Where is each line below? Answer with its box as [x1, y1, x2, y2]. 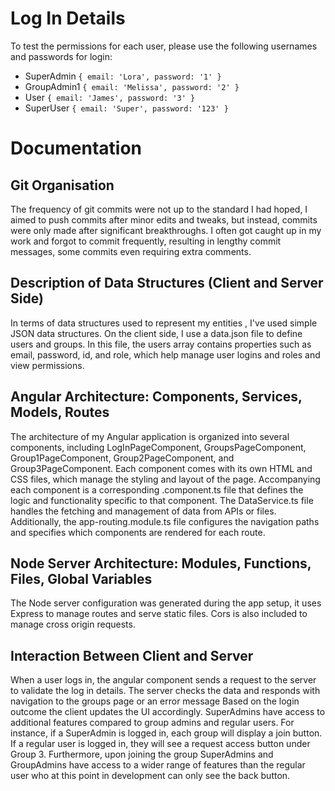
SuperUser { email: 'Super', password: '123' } [24, 102, 229, 114]
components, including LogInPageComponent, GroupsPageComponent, [10, 441, 307, 453]
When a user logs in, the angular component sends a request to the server [10, 674, 317, 686]
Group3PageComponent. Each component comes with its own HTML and [10, 462, 313, 474]
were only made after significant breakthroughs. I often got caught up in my [10, 224, 322, 236]
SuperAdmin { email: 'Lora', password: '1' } [24, 70, 222, 82]
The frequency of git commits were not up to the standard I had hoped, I [10, 203, 308, 215]
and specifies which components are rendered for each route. [10, 526, 266, 538]
